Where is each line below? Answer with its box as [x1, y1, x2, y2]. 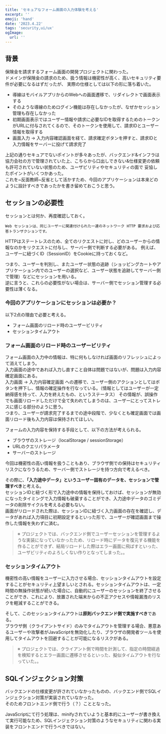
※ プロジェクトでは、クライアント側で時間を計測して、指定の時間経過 [17, 646, 160, 652]
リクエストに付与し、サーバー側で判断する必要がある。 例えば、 [26, 244, 159, 250]
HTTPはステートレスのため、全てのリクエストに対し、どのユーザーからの [5, 238, 156, 244]
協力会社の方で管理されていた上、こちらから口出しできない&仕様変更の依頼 [5, 158, 160, 164]
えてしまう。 [13, 361, 40, 367]
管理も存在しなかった [12, 110, 56, 116]
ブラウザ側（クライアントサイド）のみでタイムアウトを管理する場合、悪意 [5, 623, 157, 629]
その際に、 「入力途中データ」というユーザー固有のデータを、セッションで [5, 477, 155, 483]
